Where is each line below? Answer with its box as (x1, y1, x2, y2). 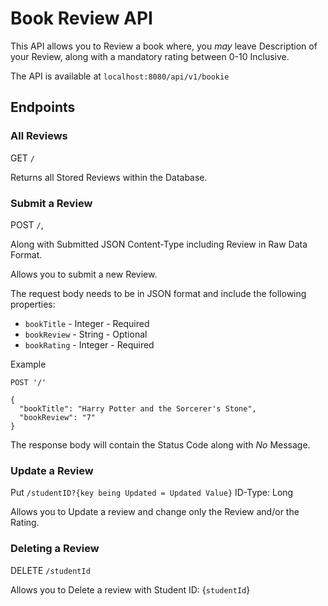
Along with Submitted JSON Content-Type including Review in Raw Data (10, 238, 308, 250)
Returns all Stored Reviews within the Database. (10, 171, 208, 183)
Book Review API (10, 7, 153, 30)
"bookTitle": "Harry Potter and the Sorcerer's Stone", (19, 403, 257, 414)
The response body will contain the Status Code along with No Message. (10, 438, 311, 451)
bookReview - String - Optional (24, 328, 148, 340)
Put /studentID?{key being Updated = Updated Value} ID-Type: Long (10, 487, 294, 499)
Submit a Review (10, 196, 93, 210)
